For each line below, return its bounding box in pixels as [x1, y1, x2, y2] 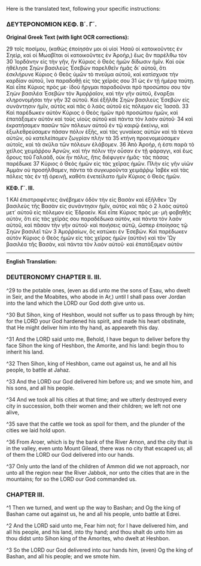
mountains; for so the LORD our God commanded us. [6, 475, 137, 483]
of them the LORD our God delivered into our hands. [6, 451, 135, 458]
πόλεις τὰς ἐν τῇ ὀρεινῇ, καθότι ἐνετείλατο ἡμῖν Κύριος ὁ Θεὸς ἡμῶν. [6, 173, 181, 180]
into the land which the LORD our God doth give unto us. [6, 300, 145, 307]
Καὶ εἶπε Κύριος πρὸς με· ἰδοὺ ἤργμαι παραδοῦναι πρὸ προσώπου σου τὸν [6, 83, 191, 91]
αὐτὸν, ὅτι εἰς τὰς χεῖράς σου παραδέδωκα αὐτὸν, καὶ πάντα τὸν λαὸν [6, 215, 182, 223]
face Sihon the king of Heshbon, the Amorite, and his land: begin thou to [6, 342, 184, 349]
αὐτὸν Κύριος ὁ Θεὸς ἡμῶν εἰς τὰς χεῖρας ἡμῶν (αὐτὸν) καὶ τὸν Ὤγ [6, 234, 176, 242]
